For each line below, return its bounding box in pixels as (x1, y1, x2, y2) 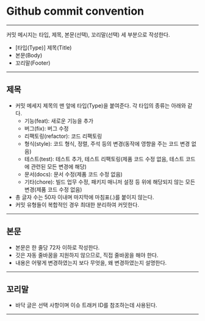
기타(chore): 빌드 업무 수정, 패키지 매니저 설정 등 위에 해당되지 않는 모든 (24, 178, 195, 186)
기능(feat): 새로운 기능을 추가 (24, 117, 93, 124)
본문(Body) (15, 51, 43, 59)
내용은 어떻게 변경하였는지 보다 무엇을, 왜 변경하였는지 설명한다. (15, 259, 167, 266)
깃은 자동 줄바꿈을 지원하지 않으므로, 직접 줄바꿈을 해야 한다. (15, 251, 159, 259)
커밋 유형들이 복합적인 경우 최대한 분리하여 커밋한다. (15, 201, 139, 208)
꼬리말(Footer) (15, 59, 51, 67)
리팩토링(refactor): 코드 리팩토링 (24, 132, 103, 140)
